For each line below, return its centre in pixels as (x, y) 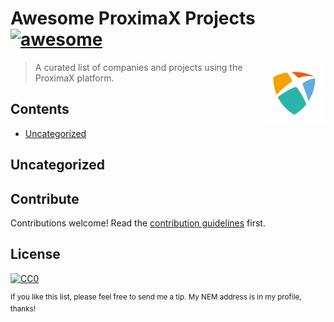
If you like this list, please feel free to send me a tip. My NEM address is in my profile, (156, 297)
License (35, 254)
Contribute (45, 198)
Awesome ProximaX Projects (133, 18)
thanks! (23, 309)
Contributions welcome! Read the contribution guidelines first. (138, 223)
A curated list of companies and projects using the (138, 67)
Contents (40, 109)
